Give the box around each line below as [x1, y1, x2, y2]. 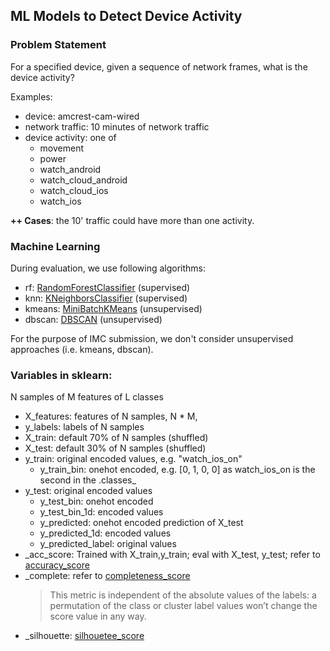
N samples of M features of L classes [10, 391, 164, 403]
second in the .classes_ [39, 474, 137, 486]
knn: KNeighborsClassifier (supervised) [24, 292, 188, 304]
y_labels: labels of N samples [24, 421, 145, 433]
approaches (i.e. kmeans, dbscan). [10, 343, 154, 355]
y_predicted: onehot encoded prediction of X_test [39, 517, 244, 529]
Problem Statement [10, 38, 107, 52]
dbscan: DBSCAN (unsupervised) [24, 313, 163, 325]
